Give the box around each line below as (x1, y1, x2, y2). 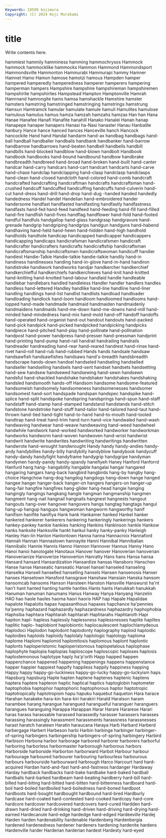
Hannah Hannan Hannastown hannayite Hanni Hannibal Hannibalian (5, 538, 144, 544)
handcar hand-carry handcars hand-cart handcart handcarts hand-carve (5, 164, 155, 170)
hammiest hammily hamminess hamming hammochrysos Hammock (5, 59, 143, 65)
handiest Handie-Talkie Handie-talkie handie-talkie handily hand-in (5, 254, 142, 260)
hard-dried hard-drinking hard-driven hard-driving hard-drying (19, 806, 148, 812)
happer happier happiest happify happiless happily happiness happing (5, 664, 149, 670)
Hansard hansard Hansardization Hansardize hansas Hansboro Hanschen (5, 559, 155, 565)
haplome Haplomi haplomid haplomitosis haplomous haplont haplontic (5, 638, 149, 644)
